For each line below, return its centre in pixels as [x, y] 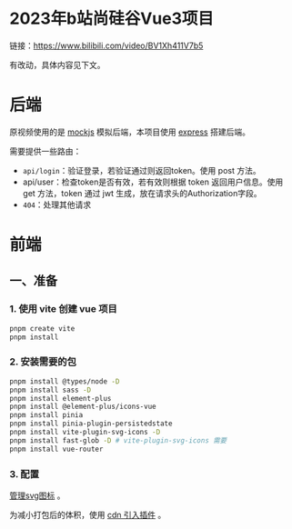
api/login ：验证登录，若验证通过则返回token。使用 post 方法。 [141, 170]
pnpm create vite [42, 328]
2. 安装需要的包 [43, 362]
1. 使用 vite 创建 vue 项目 [64, 309]
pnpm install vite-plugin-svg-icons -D [85, 433]
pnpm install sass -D [50, 390]
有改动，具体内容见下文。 [57, 65]
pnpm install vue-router [56, 449]
